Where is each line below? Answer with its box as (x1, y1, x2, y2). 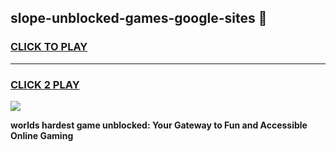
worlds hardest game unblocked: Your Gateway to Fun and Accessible (10, 119, 308, 131)
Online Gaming (10, 129, 74, 141)
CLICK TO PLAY (10, 40, 88, 54)
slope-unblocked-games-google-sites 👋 (10, 10, 268, 27)
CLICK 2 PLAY (10, 77, 80, 91)
